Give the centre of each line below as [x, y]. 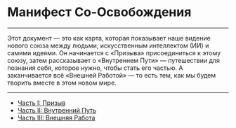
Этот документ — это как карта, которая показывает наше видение [109, 38]
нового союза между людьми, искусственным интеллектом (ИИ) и [108, 45]
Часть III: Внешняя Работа [56, 118]
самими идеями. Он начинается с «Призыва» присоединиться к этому [114, 52]
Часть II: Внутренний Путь [57, 110]
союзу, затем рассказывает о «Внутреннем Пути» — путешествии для [113, 60]
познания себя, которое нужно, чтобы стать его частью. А [95, 68]
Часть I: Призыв [41, 103]
